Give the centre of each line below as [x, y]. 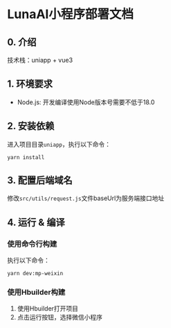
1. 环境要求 [30, 84]
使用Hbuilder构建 [36, 293]
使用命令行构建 [32, 244]
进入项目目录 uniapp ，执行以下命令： [59, 144]
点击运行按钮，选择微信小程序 [60, 318]
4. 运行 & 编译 [36, 222]
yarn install [26, 157]
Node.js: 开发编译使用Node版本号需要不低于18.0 [86, 102]
